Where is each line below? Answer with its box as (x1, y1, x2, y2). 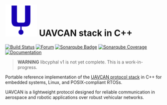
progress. (17, 64, 37, 70)
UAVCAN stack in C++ (39, 27, 133, 39)
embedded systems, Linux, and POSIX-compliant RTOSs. (5, 79, 123, 85)
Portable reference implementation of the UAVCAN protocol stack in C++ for (5, 74, 162, 80)
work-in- (125, 59, 143, 65)
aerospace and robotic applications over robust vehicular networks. (5, 94, 145, 100)
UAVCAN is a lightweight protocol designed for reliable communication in (5, 89, 156, 95)
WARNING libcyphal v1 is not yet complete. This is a (17, 59, 125, 65)
